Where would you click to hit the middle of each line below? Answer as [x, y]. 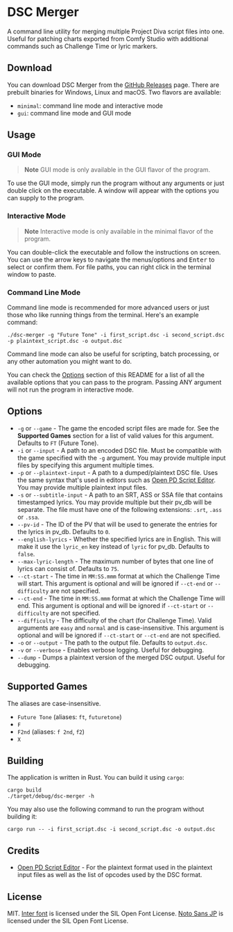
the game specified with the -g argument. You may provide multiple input [121, 458]
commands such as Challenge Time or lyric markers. [83, 46]
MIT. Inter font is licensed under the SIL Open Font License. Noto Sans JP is [115, 914]
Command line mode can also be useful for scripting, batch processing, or [113, 354]
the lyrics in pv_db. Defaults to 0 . [64, 531]
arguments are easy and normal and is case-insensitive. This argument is [121, 627]
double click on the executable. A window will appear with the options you [113, 191]
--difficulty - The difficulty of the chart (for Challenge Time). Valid [114, 620]
